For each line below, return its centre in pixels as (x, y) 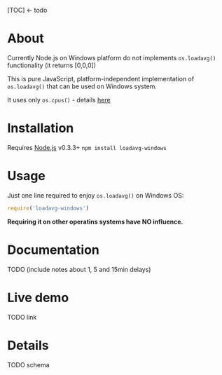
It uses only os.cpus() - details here (59, 100)
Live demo (38, 298)
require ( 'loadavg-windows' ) (48, 208)
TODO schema (29, 364)
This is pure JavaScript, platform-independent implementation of (101, 79)
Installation (41, 128)
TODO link (22, 317)
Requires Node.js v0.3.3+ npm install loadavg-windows (87, 147)
